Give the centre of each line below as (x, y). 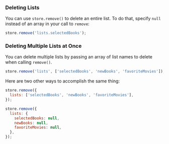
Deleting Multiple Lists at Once (44, 46)
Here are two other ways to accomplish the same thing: (62, 81)
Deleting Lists (22, 8)
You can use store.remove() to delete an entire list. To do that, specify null (83, 19)
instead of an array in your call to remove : (47, 24)
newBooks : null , (31, 123)
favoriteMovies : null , (38, 127)
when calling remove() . (29, 62)
